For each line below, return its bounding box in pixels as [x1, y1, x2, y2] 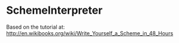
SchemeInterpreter [6, 4, 103, 17]
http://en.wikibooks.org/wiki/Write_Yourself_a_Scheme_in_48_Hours [6, 29, 174, 36]
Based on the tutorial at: [6, 23, 65, 30]
